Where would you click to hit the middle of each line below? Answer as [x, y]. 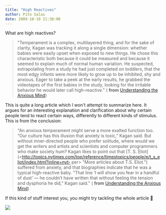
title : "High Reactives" [31, 10]
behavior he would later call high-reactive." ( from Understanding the [87, 90]
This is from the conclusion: [33, 121]
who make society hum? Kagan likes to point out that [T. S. [77, 151]
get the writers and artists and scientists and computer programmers [87, 146]
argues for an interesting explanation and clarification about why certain [78, 110]
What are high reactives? [30, 33]
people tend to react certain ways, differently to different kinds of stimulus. [81, 116]
